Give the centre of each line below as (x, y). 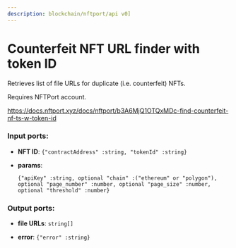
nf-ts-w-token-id (32, 118)
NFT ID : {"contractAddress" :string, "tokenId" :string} (102, 151)
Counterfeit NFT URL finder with (104, 48)
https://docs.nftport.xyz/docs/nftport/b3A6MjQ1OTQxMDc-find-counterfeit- (118, 111)
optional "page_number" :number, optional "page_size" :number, (114, 184)
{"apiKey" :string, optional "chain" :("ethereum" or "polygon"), (117, 178)
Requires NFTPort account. (47, 97)
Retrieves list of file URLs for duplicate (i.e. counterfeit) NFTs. (96, 83)
